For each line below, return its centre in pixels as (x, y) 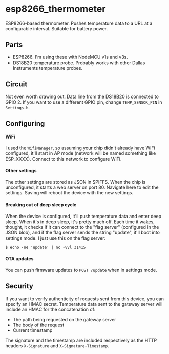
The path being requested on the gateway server (64, 319)
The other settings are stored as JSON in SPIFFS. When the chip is (76, 182)
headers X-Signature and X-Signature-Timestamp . (57, 346)
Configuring (25, 123)
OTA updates (19, 259)
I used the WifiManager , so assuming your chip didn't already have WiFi (80, 148)
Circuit (16, 84)
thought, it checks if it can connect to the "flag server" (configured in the (82, 227)
